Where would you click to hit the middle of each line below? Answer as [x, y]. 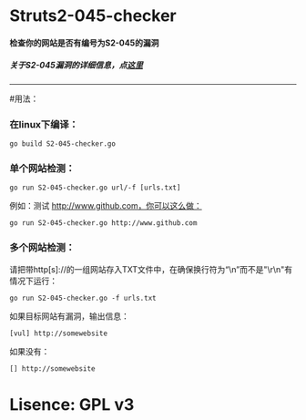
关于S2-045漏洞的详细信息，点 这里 [76, 66]
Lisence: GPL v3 [72, 404]
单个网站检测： [42, 168]
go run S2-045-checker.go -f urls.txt [83, 298]
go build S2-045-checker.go [63, 144]
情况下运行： [33, 281]
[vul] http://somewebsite [58, 333]
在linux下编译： [44, 124]
